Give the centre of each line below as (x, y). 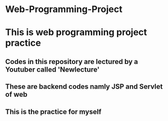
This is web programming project (76, 33)
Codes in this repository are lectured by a (72, 62)
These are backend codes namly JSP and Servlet (84, 87)
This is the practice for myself (53, 112)
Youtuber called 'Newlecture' (52, 69)
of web (16, 95)
